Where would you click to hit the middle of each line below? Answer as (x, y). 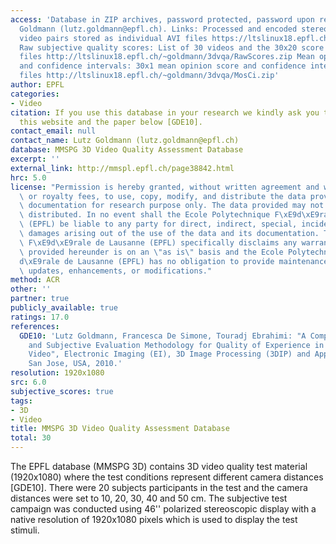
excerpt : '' (35, 159)
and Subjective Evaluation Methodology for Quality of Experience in (176, 345)
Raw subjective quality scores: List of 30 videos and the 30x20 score (172, 47)
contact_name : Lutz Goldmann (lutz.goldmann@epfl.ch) (125, 141)
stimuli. (25, 530)
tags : (21, 401)
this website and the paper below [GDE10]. (111, 122)
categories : (35, 94)
